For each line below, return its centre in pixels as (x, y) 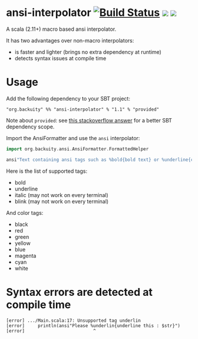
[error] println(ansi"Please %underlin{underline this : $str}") (93, 325)
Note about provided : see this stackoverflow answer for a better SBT (89, 120)
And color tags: (25, 212)
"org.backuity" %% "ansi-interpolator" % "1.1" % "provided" (83, 109)
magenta (25, 256)
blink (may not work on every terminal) (62, 201)
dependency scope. (30, 127)
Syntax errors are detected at (80, 292)
